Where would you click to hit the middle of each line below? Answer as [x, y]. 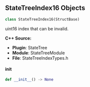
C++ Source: [18, 38]
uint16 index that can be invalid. [37, 28]
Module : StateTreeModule [38, 53]
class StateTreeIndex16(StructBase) [42, 19]
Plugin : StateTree [30, 47]
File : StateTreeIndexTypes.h [40, 58]
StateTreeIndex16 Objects [45, 8]
